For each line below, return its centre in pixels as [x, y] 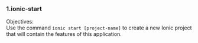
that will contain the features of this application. [64, 34]
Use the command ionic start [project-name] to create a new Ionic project [99, 28]
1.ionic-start [24, 9]
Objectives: [20, 22]
